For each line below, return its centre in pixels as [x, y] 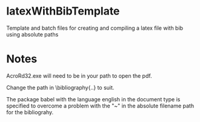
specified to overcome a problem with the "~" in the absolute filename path [100, 106]
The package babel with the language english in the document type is [93, 99]
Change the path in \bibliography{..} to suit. [60, 87]
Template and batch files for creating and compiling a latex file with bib [95, 28]
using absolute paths [32, 34]
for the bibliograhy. [30, 112]
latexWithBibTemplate [63, 11]
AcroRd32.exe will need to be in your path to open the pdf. [79, 76]
